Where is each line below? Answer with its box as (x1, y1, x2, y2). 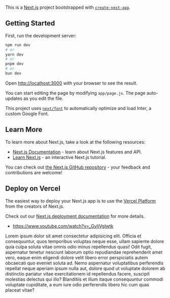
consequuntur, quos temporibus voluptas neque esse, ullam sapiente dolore (5, 238, 164, 244)
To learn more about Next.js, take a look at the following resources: (5, 139, 146, 145)
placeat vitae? (5, 287, 35, 293)
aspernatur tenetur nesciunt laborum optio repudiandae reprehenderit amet (5, 249, 163, 255)
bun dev (5, 71, 22, 76)
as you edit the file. (23, 95, 63, 101)
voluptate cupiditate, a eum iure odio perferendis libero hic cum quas (5, 281, 150, 287)
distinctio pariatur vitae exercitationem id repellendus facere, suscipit (5, 270, 150, 277)
